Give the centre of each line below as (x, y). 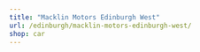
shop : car (27, 33)
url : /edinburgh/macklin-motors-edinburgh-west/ (100, 26)
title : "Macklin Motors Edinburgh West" (85, 17)
